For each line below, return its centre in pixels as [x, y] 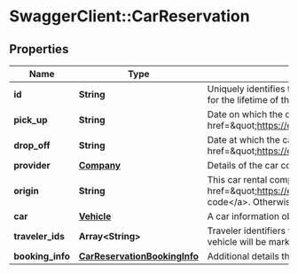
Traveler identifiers [247, 231]
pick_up [31, 120]
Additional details [243, 256]
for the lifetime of [243, 100]
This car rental [237, 180]
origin [27, 191]
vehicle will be [237, 242]
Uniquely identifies [246, 89]
